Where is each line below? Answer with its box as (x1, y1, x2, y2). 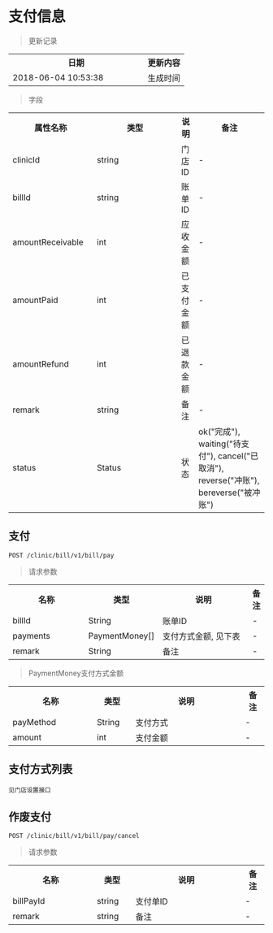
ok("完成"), (198, 426, 241, 437)
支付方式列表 (8, 762, 73, 776)
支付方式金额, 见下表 (162, 631, 240, 642)
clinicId (12, 154, 41, 165)
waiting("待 (198, 438, 242, 449)
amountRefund (12, 358, 69, 370)
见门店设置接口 (8, 786, 51, 794)
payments (12, 630, 51, 641)
